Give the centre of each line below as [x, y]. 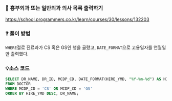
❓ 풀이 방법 [18, 34]
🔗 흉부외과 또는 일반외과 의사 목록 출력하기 [54, 8]
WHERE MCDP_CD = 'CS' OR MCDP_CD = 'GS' [49, 89]
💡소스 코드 [17, 68]
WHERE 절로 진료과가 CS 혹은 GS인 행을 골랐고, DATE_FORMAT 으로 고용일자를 [79, 47]
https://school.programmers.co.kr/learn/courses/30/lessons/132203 [77, 19]
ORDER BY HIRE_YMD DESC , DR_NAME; [42, 93]
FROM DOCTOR [18, 84]
